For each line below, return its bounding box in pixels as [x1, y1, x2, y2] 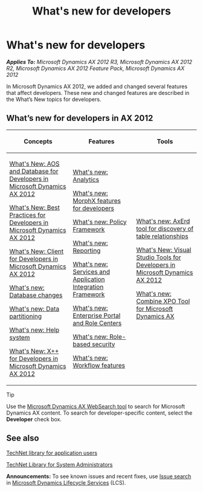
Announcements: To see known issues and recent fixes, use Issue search [6, 473, 192, 480]
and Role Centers [72, 319, 122, 327]
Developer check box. [6, 415, 62, 422]
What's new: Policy [72, 218, 127, 226]
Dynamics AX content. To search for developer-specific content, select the [6, 409, 193, 416]
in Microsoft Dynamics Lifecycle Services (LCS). [6, 479, 126, 486]
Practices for [9, 210, 46, 219]
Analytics [72, 175, 100, 184]
